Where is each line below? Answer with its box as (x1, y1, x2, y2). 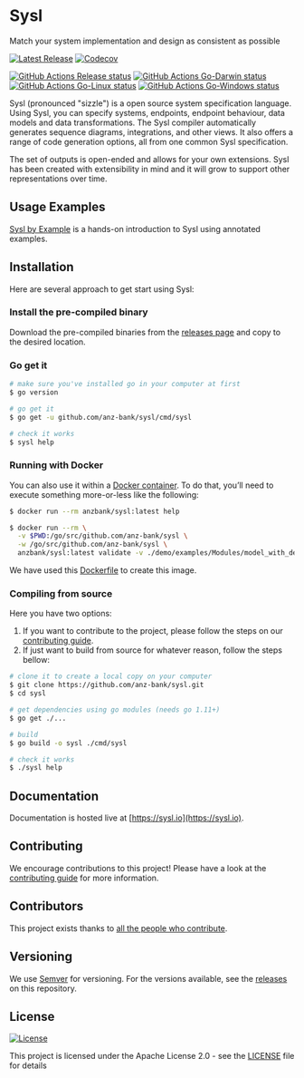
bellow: (22, 655, 50, 665)
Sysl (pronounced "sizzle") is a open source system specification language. (9, 97, 292, 109)
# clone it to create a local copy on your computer (9, 672, 213, 681)
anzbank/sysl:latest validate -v (17, 549, 144, 558)
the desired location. (9, 336, 86, 347)
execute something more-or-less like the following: (9, 489, 199, 500)
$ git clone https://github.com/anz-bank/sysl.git (9, 681, 204, 690)
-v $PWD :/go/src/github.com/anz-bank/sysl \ (17, 531, 188, 540)
